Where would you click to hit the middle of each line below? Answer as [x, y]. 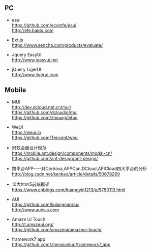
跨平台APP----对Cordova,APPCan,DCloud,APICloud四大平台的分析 [79, 168]
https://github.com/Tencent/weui [45, 138]
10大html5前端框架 [30, 184]
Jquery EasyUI [27, 55]
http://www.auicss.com [35, 210]
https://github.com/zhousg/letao [45, 117]
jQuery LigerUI [27, 69]
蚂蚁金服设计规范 [29, 147]
